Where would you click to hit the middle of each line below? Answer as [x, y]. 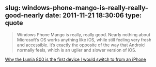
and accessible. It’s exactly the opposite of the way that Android [81, 45]
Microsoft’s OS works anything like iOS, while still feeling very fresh [84, 40]
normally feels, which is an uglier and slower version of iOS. [77, 50]
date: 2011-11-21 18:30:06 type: [94, 16]
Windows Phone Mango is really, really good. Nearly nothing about [84, 34]
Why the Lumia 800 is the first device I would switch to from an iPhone [76, 59]
